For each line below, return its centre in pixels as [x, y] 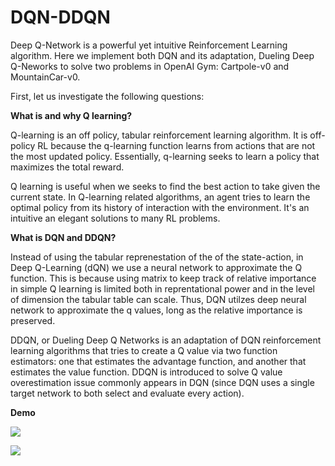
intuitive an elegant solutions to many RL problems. [115, 218]
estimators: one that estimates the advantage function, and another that [158, 361]
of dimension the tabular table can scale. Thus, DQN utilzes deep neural [158, 299]
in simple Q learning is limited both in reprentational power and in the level [162, 288]
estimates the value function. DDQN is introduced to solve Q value [146, 372]
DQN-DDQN [60, 17]
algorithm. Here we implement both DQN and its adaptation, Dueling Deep [162, 55]
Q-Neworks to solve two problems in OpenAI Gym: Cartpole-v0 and [150, 66]
